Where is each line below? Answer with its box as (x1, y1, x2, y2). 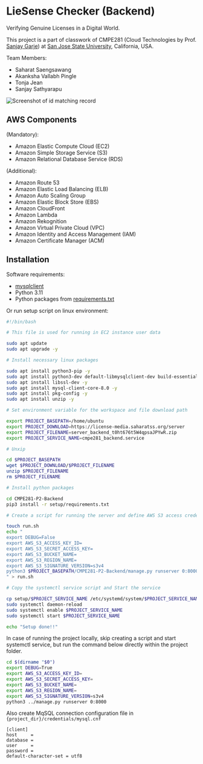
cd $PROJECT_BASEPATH (6, 457, 61, 463)
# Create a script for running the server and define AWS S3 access (6, 512, 182, 518)
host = (6, 732, 34, 738)
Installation (6, 255, 50, 265)
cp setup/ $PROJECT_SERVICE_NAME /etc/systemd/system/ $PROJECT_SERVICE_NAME (6, 596, 201, 602)
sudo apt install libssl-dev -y (6, 379, 88, 386)
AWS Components (6, 115, 77, 125)
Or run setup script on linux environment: (6, 307, 109, 314)
